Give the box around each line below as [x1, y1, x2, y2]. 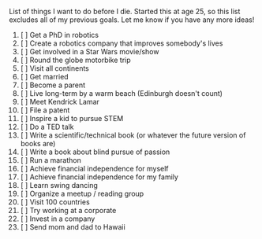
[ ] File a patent [20, 105, 70, 115]
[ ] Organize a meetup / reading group [20, 189, 144, 198]
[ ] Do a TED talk [20, 122, 74, 131]
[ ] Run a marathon [20, 156, 81, 164]
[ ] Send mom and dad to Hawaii [20, 222, 125, 231]
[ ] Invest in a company [20, 214, 95, 223]
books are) [20, 139, 56, 148]
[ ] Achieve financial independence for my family [20, 172, 178, 182]
